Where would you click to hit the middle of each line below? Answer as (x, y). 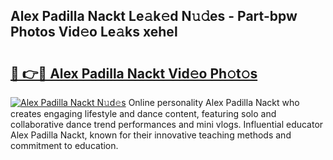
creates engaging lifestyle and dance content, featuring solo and (143, 113)
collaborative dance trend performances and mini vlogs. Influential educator (167, 124)
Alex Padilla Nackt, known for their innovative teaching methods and (151, 135)
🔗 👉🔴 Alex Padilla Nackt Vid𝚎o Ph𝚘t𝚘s (134, 73)
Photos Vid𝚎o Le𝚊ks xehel (94, 32)
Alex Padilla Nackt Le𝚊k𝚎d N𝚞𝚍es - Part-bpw (154, 16)
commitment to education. (64, 145)
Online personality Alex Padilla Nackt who (214, 102)
